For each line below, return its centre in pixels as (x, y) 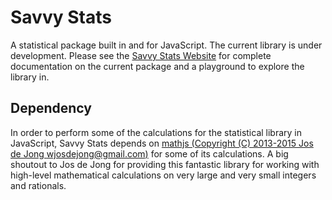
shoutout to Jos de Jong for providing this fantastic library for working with (165, 164)
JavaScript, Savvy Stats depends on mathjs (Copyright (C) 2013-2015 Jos (162, 143)
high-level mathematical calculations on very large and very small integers (163, 175)
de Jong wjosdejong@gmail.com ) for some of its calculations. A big (149, 153)
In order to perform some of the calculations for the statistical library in (156, 132)
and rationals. (38, 185)
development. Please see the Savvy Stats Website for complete (141, 55)
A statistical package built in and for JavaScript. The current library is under (166, 45)
